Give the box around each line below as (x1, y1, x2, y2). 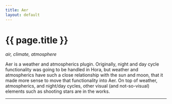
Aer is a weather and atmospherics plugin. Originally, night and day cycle (5, 61, 160, 67)
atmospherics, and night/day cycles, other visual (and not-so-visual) (5, 83, 150, 89)
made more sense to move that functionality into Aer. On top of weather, (5, 77, 158, 84)
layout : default (5, 12, 40, 17)
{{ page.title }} (5, 34, 69, 46)
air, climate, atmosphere (5, 51, 57, 57)
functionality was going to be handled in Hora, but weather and (5, 67, 139, 73)
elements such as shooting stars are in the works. (5, 88, 110, 95)
